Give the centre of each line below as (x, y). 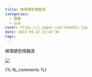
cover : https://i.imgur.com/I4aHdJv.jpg (46, 28)
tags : (10, 37)
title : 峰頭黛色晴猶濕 (25, 9)
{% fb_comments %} (26, 69)
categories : (17, 14)
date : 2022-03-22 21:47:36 (32, 32)
